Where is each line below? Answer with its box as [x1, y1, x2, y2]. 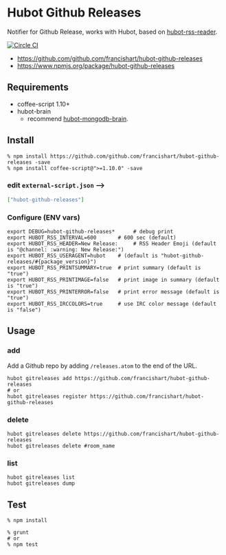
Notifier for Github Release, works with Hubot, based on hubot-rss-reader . [7, 28, 218, 36]
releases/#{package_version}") [7, 258, 97, 266]
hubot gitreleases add [7, 375, 72, 381]
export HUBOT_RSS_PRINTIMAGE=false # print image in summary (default [7, 277, 220, 284]
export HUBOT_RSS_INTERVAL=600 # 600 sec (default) [7, 234, 177, 242]
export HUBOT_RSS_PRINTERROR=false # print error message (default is [7, 289, 220, 295]
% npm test [7, 541, 38, 548]
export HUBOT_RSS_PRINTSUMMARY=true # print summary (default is [7, 264, 201, 271]
